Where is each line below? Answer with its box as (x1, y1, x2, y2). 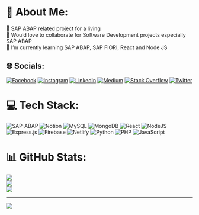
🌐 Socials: (6, 61, 45, 71)
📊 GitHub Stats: (6, 150, 87, 163)
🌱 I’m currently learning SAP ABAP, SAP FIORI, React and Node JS (6, 44, 168, 51)
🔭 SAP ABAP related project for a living (6, 25, 101, 32)
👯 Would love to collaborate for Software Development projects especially (6, 31, 187, 38)
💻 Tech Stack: (6, 98, 79, 112)
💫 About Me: (6, 5, 69, 19)
